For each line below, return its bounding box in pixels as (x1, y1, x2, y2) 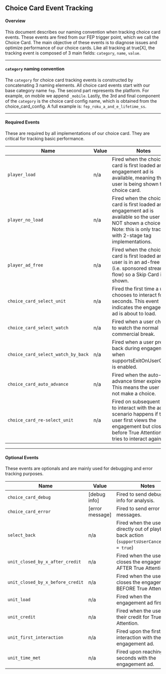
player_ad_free (7, 262, 43, 268)
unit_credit (7, 614, 36, 620)
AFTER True (116, 565, 144, 572)
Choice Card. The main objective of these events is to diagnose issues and (5, 39, 157, 45)
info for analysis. (116, 497, 155, 504)
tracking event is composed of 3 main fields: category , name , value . (5, 50, 141, 56)
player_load (7, 172, 36, 178)
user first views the (112, 417, 157, 424)
